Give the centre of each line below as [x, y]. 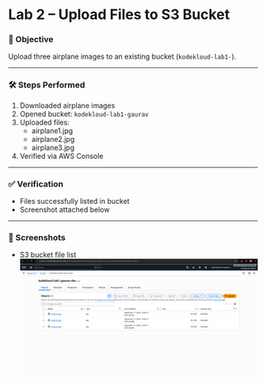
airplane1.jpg [52, 130]
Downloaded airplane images [67, 105]
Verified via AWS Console [61, 155]
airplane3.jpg [53, 147]
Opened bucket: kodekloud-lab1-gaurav [84, 113]
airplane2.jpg [53, 139]
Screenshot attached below [65, 210]
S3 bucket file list [48, 255]
